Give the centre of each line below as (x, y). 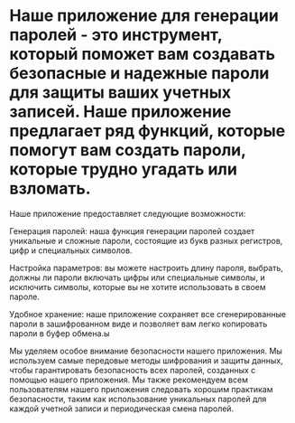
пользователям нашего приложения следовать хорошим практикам (141, 389)
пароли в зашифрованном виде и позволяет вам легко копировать (138, 324)
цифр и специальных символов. (71, 250)
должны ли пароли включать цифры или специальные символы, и (137, 277)
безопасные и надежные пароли (139, 74)
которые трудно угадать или (123, 169)
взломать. (51, 188)
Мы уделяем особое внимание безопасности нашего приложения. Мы (146, 351)
